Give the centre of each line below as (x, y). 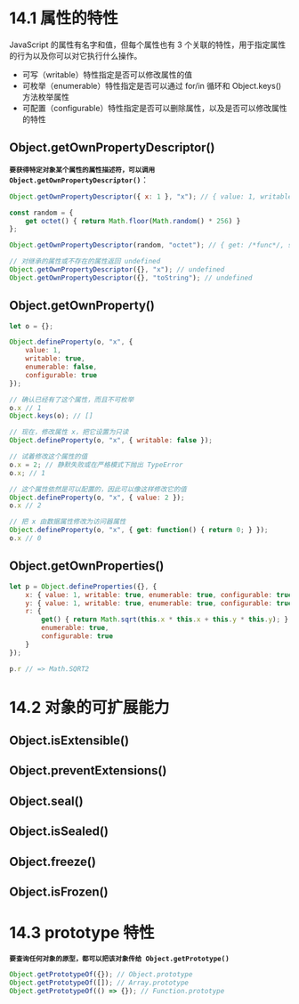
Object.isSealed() (59, 832)
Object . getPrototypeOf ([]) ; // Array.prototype (99, 983)
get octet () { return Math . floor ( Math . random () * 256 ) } (133, 221)
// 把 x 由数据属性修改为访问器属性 (68, 522)
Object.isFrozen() (59, 892)
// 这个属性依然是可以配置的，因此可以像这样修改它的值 (98, 489)
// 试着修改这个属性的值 (48, 457)
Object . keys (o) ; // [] (51, 416)
